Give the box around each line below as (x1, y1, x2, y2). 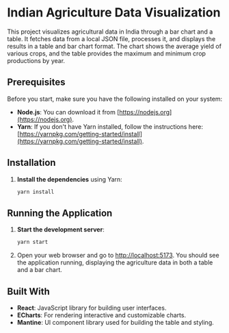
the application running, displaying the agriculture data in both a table (16, 258, 213, 267)
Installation (7, 157, 56, 169)
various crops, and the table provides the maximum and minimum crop (7, 49, 206, 58)
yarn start (16, 238, 49, 246)
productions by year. (7, 56, 66, 64)
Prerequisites (7, 77, 66, 88)
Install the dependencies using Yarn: (16, 175, 123, 183)
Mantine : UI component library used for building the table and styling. (16, 318, 214, 326)
